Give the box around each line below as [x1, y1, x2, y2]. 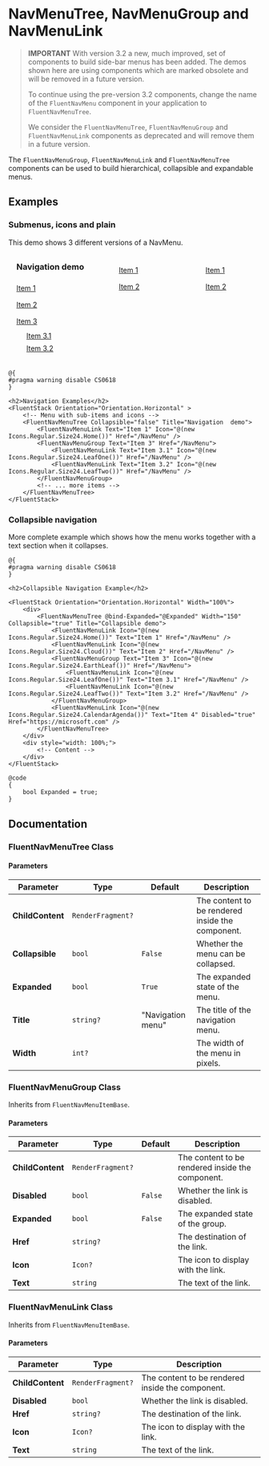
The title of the [195, 1004, 251, 1016]
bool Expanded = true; [22, 788, 98, 796]
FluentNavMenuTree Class [8, 841, 114, 852]
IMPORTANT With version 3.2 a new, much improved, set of [27, 48, 227, 58]
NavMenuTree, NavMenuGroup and [8, 5, 250, 23]
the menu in [195, 1047, 241, 1058]
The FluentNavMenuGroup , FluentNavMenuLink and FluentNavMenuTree [8, 154, 231, 165]
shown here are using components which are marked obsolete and [27, 65, 249, 75]
